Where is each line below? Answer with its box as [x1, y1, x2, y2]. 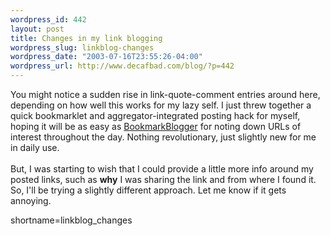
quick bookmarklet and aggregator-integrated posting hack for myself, [10, 110, 301, 121]
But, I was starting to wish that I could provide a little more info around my [10, 163, 314, 175]
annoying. [10, 195, 52, 206]
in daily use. [10, 142, 60, 153]
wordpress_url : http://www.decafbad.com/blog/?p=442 [10, 61, 235, 71]
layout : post [10, 24, 65, 34]
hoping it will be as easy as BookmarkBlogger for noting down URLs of [10, 121, 302, 132]
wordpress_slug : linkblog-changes [10, 42, 155, 53]
